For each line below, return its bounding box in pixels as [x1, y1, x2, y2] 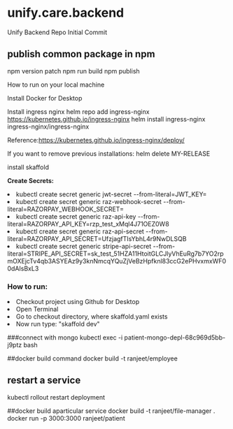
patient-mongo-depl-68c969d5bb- [124, 333, 226, 342]
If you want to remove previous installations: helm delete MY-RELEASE [7, 149, 211, 158]
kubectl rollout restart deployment [7, 393, 106, 401]
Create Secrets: [7, 176, 54, 184]
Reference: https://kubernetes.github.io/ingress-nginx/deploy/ [7, 136, 185, 144]
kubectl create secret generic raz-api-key [16, 212, 136, 221]
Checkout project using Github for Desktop [16, 298, 140, 306]
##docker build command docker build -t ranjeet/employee [7, 354, 178, 363]
